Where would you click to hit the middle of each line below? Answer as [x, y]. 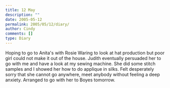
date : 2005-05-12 [24, 19]
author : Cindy [20, 29]
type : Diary [18, 39]
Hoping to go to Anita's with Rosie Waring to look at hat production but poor [85, 53]
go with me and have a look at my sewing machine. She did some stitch [80, 64]
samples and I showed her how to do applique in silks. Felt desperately [80, 69]
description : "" [22, 15]
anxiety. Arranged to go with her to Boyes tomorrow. [60, 80]
